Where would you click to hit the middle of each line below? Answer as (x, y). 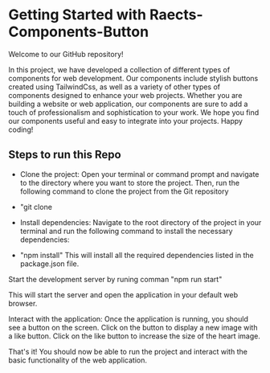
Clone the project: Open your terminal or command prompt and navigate (139, 174)
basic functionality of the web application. (78, 360)
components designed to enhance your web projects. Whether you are (125, 95)
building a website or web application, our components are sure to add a (128, 104)
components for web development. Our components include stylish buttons (133, 78)
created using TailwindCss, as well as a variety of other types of (115, 87)
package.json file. (49, 264)
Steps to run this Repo (65, 155)
